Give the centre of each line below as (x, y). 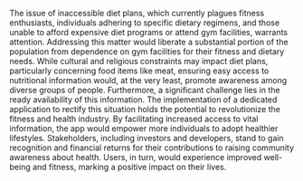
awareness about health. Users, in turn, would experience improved (136, 157)
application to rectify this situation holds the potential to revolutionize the (145, 109)
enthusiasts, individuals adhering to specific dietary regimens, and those (145, 23)
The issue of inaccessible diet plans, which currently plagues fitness (137, 13)
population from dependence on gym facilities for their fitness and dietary (147, 52)
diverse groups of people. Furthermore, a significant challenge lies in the (145, 90)
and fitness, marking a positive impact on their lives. (129, 167)
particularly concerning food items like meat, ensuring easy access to (139, 71)
